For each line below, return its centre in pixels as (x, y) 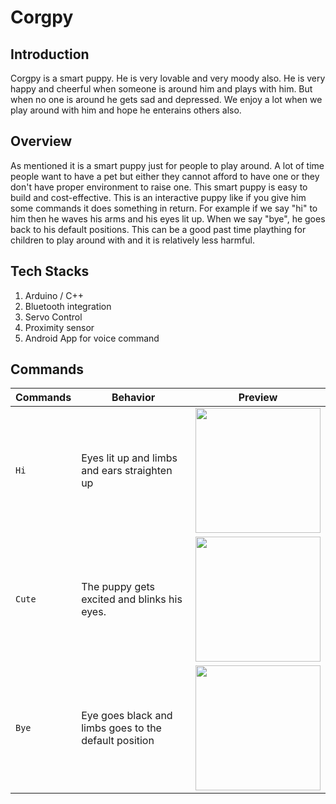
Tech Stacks (50, 271)
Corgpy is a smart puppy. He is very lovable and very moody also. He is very (168, 78)
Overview (41, 141)
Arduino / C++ (54, 295)
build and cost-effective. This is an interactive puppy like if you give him (158, 197)
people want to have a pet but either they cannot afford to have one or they (165, 176)
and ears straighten (127, 471)
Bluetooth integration (68, 306)
